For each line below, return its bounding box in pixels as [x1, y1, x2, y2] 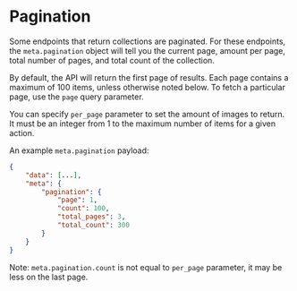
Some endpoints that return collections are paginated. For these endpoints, [9, 36, 286, 47]
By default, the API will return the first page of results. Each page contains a [9, 72, 289, 82]
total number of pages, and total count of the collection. [9, 55, 215, 65]
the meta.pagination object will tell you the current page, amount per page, [9, 45, 286, 56]
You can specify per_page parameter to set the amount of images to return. [9, 108, 285, 119]
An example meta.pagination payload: [9, 145, 149, 156]
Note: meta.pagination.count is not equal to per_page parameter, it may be [9, 261, 283, 272]
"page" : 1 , [56, 195, 98, 205]
